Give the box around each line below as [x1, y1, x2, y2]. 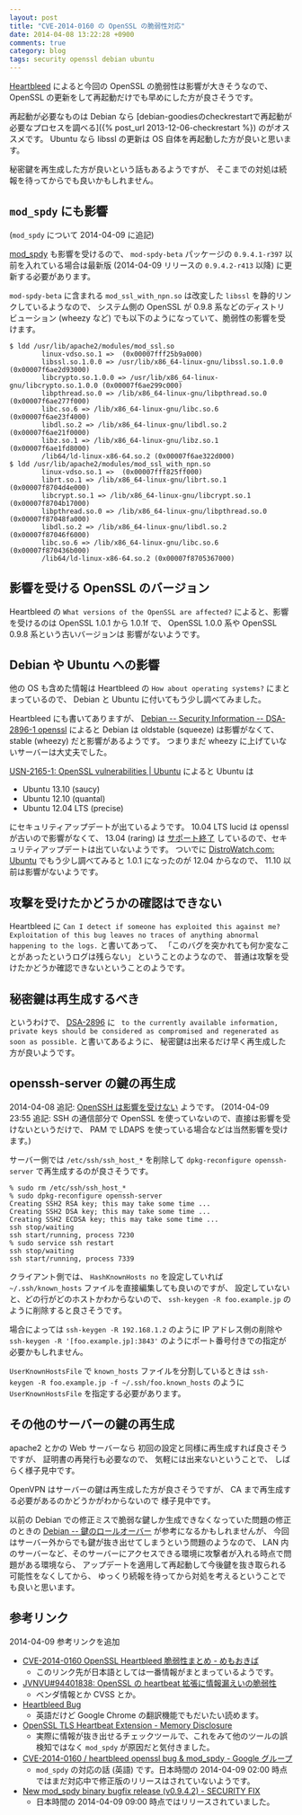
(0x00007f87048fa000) [9, 514, 91, 524]
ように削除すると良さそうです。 [9, 1305, 128, 1315]
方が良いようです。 [9, 1048, 80, 1058]
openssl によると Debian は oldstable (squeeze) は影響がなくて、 [37, 724, 280, 735]
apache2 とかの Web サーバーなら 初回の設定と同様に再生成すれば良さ [9, 1442, 272, 1453]
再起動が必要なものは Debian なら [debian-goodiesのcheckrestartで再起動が [9, 111, 292, 121]
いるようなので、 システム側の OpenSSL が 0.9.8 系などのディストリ [32, 301, 286, 312]
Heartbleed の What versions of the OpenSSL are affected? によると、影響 [9, 606, 289, 616]
